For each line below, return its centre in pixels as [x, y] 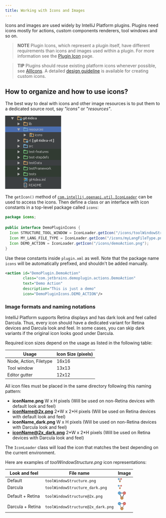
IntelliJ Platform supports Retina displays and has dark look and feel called [81, 318]
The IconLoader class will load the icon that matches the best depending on [82, 447]
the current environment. [30, 453]
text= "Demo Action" [43, 284]
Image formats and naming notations [50, 307]
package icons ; [21, 217]
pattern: [13, 391]
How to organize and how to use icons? [67, 92]
